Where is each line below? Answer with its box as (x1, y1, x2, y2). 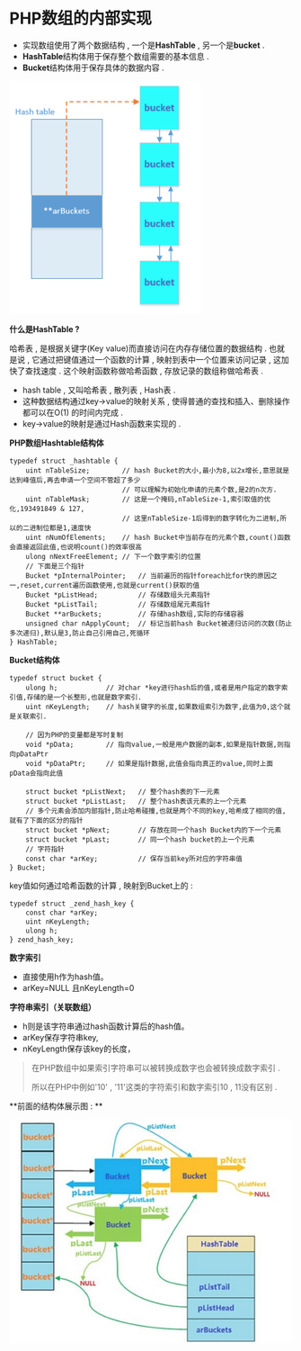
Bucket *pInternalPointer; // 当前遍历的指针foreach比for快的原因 (25, 571, 271, 581)
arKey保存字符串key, (22, 1031, 99, 1042)
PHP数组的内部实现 (9, 8, 153, 29)
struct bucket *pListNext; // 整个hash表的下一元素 (25, 787, 220, 797)
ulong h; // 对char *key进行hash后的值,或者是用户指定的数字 (25, 683, 281, 692)
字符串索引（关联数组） (9, 1001, 96, 1013)
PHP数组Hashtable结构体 (9, 437, 105, 448)
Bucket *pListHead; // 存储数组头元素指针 (25, 590, 211, 599)
